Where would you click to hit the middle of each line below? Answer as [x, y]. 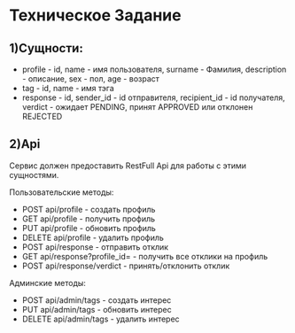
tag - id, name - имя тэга [68, 88]
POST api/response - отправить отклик [95, 247]
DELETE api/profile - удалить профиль [93, 237]
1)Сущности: [47, 48]
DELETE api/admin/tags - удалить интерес [101, 319]
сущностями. [34, 174]
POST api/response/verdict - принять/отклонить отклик [126, 266]
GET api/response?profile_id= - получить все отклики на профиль [145, 256]
